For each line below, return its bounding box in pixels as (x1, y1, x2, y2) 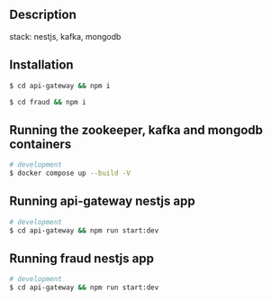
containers (9, 136, 72, 151)
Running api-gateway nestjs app (9, 194, 195, 209)
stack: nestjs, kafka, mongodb (9, 31, 122, 41)
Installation (9, 58, 74, 73)
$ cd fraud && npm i (9, 97, 87, 106)
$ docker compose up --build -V (9, 169, 131, 178)
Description (9, 7, 77, 23)
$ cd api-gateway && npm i (9, 81, 111, 90)
